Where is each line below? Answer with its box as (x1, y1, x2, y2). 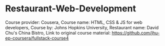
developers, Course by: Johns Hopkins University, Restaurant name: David (5, 24, 159, 30)
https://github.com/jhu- (111, 30, 160, 36)
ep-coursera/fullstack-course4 (5, 35, 69, 41)
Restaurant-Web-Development (5, 3, 136, 14)
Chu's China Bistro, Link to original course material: (5, 30, 111, 36)
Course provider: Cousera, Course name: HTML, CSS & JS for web (5, 19, 142, 25)
